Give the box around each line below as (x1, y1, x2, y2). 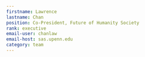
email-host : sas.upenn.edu (6, 36, 73, 42)
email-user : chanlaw (6, 31, 58, 37)
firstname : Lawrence (6, 8, 58, 15)
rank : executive (6, 25, 46, 31)
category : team (6, 42, 44, 48)
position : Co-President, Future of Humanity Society (6, 20, 140, 26)
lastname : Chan (6, 14, 44, 20)
